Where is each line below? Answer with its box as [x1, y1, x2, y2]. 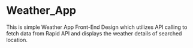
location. [6, 36, 28, 43]
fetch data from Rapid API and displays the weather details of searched [6, 29, 182, 37]
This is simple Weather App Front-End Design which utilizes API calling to [6, 23, 188, 31]
